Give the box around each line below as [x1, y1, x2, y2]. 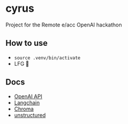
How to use [5, 38, 48, 48]
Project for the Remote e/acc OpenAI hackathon [5, 21, 122, 28]
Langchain [14, 99, 40, 106]
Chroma [14, 105, 34, 112]
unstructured [14, 111, 46, 119]
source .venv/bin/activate [14, 55, 81, 61]
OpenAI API [14, 93, 42, 100]
